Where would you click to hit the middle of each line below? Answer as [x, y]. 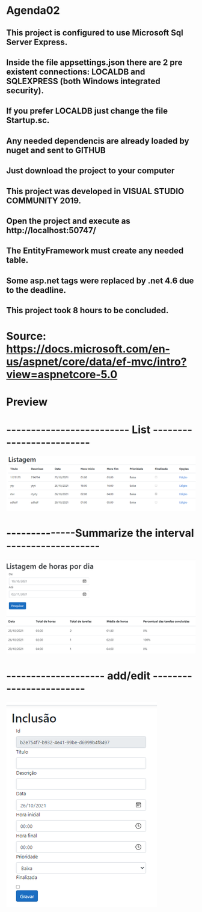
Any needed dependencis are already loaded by [98, 141]
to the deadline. [36, 290]
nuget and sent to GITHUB [56, 150]
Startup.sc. [28, 121]
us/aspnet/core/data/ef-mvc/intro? [97, 362]
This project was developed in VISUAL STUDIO [95, 191]
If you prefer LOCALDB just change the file [87, 111]
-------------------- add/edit [78, 675]
